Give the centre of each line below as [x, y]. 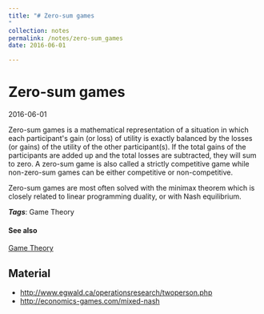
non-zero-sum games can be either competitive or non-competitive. [121, 172]
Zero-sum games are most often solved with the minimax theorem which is [132, 188]
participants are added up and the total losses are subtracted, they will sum [132, 155]
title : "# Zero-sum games [51, 16]
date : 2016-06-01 [37, 46]
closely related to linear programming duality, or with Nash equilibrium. [125, 196]
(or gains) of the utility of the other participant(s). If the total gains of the [127, 147]
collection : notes [39, 30]
